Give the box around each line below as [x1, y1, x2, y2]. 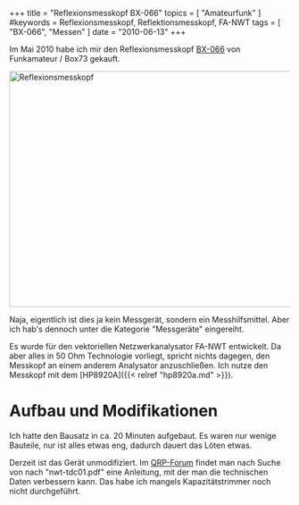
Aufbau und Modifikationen [9, 401, 219, 421]
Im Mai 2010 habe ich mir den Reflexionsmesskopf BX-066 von [9, 44, 241, 55]
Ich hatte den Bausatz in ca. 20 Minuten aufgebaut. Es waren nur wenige [9, 430, 277, 441]
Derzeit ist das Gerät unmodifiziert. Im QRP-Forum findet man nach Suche [9, 457, 281, 467]
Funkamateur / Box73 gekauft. [9, 54, 120, 63]
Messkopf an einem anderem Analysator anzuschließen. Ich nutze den [9, 360, 269, 370]
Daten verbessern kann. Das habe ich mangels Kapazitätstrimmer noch [9, 476, 271, 486]
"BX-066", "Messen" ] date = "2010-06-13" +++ [9, 27, 187, 37]
